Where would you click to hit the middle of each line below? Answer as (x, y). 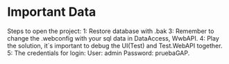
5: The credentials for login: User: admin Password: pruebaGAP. (99, 53)
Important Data (52, 12)
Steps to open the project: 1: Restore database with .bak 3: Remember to (111, 31)
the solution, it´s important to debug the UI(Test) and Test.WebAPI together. (115, 45)
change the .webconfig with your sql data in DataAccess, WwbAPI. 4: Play (113, 38)
